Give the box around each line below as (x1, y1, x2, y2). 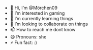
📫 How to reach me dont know (10, 27, 76, 32)
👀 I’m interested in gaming (10, 10, 65, 16)
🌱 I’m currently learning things (10, 16, 74, 21)
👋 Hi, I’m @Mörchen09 (10, 5, 57, 11)
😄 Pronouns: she (10, 34, 47, 40)
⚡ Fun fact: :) (10, 39, 37, 45)
